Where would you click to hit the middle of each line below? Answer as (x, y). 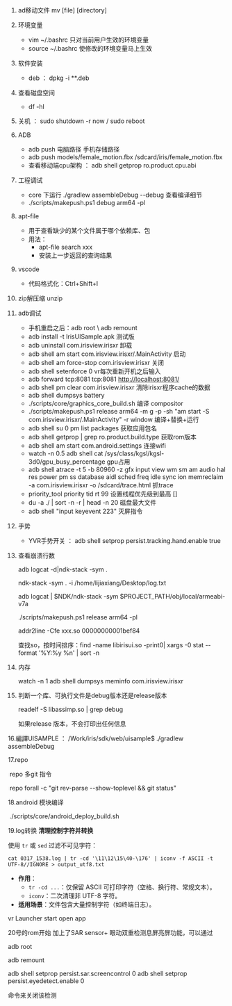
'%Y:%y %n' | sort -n (69, 653)
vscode (29, 269)
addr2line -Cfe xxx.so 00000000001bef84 (79, 631)
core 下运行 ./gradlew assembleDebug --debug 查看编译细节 (115, 195)
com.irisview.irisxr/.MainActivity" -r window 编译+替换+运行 (114, 420)
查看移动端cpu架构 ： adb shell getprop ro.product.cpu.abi (112, 165)
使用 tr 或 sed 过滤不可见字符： (53, 845)
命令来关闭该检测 (32, 995)
